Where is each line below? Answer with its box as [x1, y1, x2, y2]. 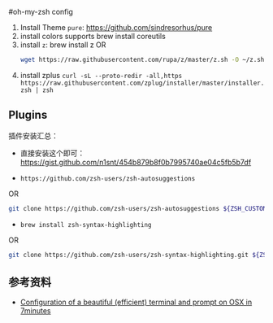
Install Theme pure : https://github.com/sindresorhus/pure [19, 23, 213, 32]
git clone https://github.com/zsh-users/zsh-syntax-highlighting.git [8, 251, 249, 259]
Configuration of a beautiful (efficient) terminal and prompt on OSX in [19, 297, 253, 308]
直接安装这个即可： [19, 148, 85, 158]
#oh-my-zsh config [8, 7, 73, 16]
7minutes [19, 306, 51, 316]
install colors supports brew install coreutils [19, 32, 167, 41]
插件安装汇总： [8, 130, 58, 141]
